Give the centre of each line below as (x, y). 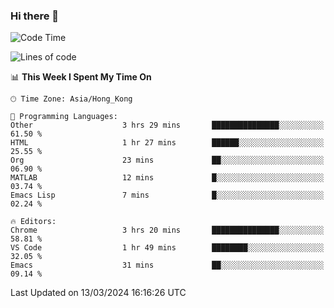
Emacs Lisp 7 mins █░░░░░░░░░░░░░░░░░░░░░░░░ (167, 195)
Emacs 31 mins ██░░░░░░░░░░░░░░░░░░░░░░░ (167, 265)
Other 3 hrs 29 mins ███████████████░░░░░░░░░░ (167, 125)
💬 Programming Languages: (64, 117)
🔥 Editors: (33, 222)
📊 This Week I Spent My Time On (81, 77)
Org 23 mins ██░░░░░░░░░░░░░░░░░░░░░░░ (167, 160)
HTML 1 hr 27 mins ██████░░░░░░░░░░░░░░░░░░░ (167, 143)
